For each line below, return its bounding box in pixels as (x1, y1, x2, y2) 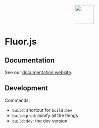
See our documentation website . (5, 70, 73, 75)
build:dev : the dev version (12, 117, 68, 123)
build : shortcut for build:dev (12, 107, 73, 113)
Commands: (5, 97, 30, 103)
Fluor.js (5, 36, 37, 47)
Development (5, 84, 48, 93)
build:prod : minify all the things (12, 112, 78, 118)
